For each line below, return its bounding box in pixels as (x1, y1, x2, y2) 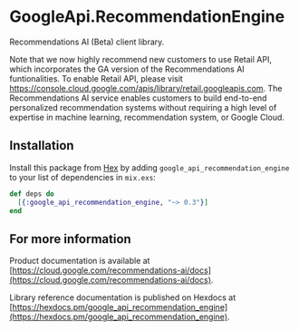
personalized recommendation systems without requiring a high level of (9, 102, 277, 112)
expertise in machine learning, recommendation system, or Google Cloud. (9, 112, 285, 122)
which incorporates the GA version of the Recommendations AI (9, 63, 245, 74)
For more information (9, 231, 131, 247)
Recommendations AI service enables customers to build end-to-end (9, 92, 267, 103)
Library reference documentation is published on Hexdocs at (9, 292, 236, 303)
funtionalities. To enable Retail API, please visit (9, 73, 183, 83)
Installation (9, 138, 74, 153)
